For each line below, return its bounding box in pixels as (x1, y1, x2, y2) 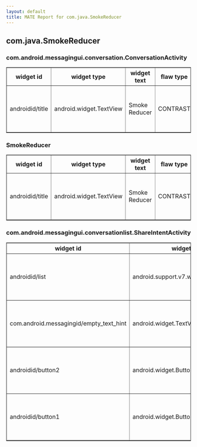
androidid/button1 (9, 412, 60, 421)
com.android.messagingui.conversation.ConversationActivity (6, 54, 188, 62)
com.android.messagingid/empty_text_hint (9, 319, 127, 327)
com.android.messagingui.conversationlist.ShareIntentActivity (6, 229, 191, 237)
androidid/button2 (9, 366, 60, 374)
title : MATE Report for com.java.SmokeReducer (6, 14, 122, 20)
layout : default (6, 8, 46, 15)
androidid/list (9, 272, 46, 281)
